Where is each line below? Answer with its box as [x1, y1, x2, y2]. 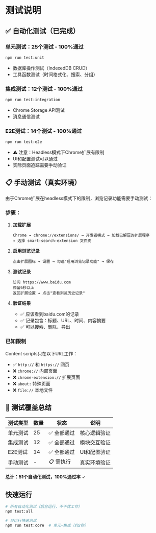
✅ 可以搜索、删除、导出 [20, 324, 70, 330]
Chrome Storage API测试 [12, 107, 65, 113]
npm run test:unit [5, 55, 44, 60]
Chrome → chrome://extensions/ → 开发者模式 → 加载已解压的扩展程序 [12, 233, 150, 238]
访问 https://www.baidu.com [12, 280, 71, 285]
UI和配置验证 [80, 449, 111, 456]
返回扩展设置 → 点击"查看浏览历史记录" [12, 290, 85, 296]
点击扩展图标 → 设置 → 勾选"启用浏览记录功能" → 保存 [12, 259, 114, 264]
